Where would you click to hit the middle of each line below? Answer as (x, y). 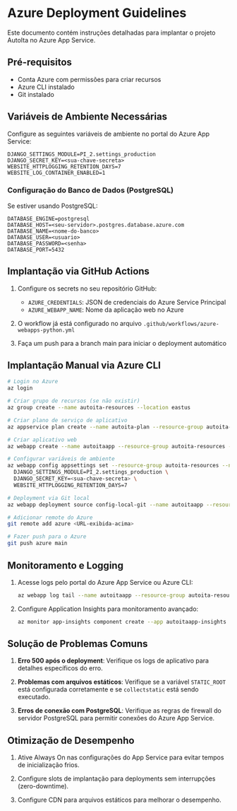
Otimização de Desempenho (71, 740)
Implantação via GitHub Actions (79, 271)
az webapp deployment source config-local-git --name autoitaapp (105, 504)
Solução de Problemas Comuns (78, 644)
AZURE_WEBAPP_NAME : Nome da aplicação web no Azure (106, 310)
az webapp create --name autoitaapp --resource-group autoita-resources (116, 446)
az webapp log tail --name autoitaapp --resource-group (101, 595)
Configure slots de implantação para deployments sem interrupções (116, 778)
